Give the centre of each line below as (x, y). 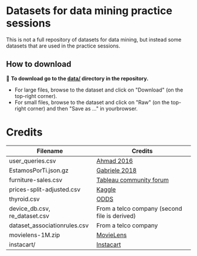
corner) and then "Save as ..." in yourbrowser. (82, 108)
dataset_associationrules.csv (49, 225)
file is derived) (116, 215)
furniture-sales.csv (36, 180)
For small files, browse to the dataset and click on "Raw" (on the (92, 102)
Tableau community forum (133, 180)
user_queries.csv (33, 161)
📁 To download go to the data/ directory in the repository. (77, 78)
